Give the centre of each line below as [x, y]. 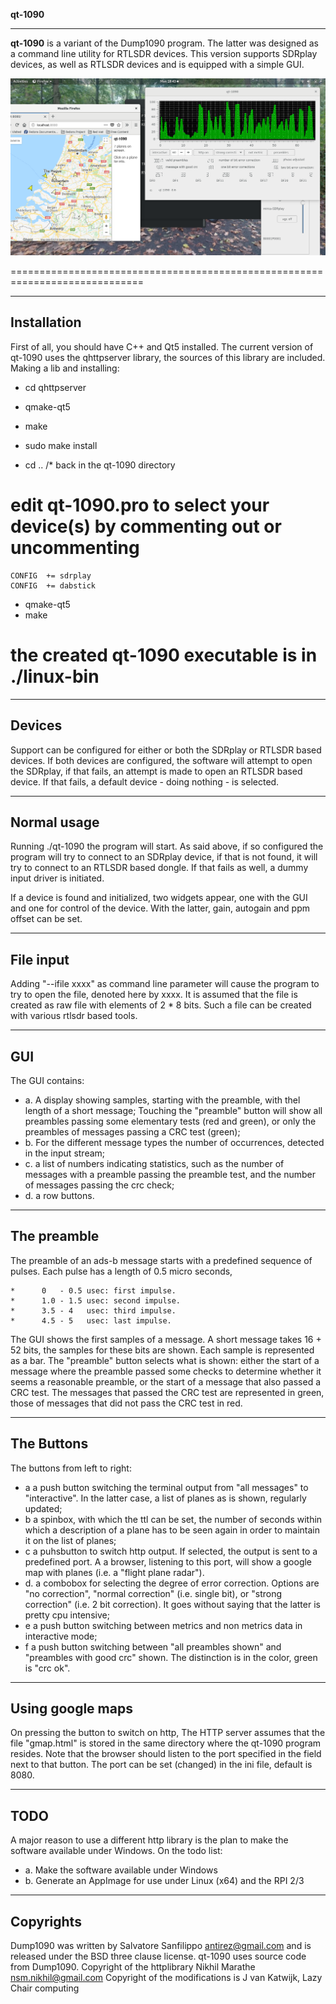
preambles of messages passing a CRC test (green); [132, 1131]
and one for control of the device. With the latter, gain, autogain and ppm [160, 908]
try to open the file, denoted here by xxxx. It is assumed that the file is [154, 995]
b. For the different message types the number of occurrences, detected [174, 1142]
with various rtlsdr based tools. [74, 1016]
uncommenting [75, 548]
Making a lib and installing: [65, 368]
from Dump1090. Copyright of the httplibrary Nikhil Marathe [133, 1967]
